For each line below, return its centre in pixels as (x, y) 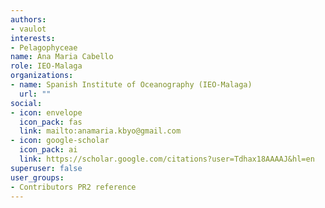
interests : (33, 38)
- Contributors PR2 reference (73, 187)
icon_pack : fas (51, 122)
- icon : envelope (46, 112)
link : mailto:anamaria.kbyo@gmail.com (100, 131)
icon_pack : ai (48, 150)
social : (26, 103)
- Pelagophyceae (44, 47)
